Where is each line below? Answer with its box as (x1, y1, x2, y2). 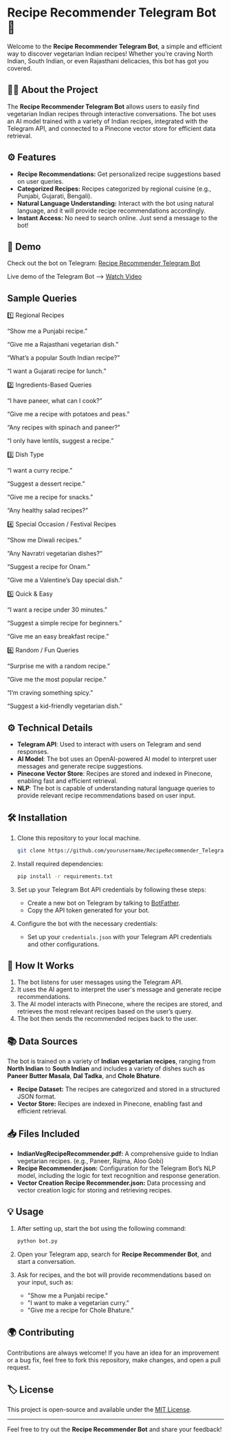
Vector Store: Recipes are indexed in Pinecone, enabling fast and (16, 1099, 203, 1108)
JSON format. (16, 1093, 56, 1101)
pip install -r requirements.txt (16, 872, 113, 880)
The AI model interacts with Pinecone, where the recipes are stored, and (16, 1000, 222, 1009)
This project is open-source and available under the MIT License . (7, 1406, 192, 1414)
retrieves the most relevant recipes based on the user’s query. (16, 1007, 193, 1015)
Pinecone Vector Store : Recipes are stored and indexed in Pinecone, (16, 769, 213, 777)
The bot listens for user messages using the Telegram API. (16, 978, 184, 987)
